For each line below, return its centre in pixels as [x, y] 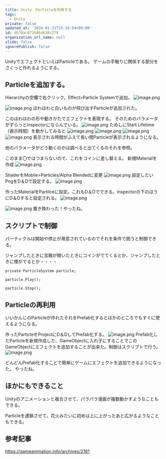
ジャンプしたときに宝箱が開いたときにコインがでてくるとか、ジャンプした [81, 256]
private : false [21, 24]
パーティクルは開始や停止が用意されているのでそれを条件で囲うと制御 [77, 239]
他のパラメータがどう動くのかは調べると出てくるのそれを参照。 [70, 148]
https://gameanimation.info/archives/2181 [48, 451]
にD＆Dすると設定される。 [32, 198]
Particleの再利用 [30, 305]
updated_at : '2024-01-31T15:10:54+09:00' [49, 28]
